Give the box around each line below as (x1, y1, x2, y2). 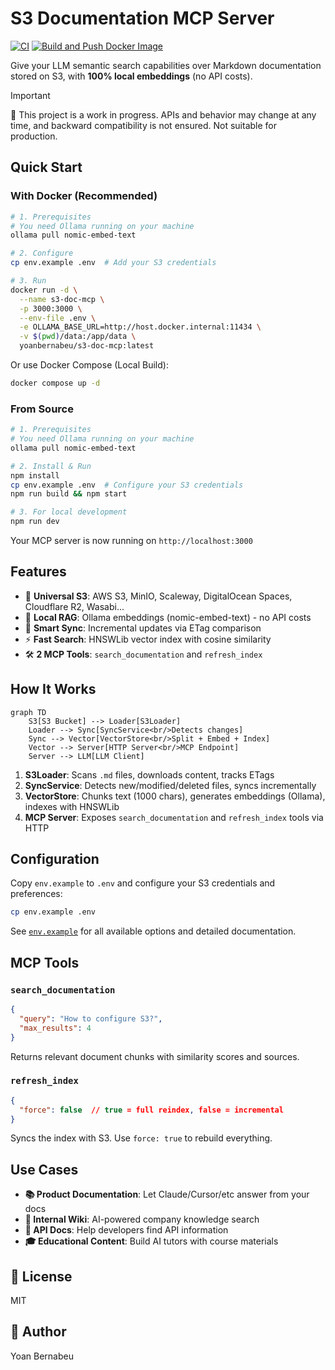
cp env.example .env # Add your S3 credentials (10, 258, 217, 268)
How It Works (10, 681, 97, 698)
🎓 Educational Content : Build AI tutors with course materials (24, 1235, 279, 1247)
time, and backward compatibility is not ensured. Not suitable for (10, 119, 278, 131)
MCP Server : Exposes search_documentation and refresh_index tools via (24, 811, 324, 823)
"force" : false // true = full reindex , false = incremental (19, 1105, 284, 1115)
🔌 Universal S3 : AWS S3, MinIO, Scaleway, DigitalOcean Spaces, (24, 590, 293, 602)
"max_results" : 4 (19, 1023, 92, 1033)
